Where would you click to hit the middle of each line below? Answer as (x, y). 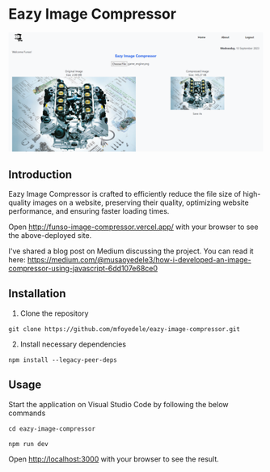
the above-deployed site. (50, 235)
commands (27, 413)
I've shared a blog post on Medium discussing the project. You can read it (131, 251)
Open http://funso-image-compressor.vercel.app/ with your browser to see (133, 227)
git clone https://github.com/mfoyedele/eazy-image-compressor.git (124, 329)
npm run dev (28, 444)
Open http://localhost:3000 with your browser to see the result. (114, 459)
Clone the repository (54, 313)
